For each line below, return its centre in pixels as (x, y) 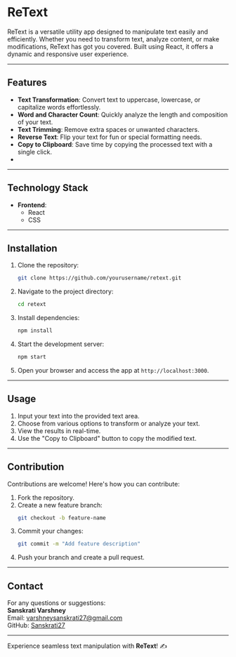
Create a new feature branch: (60, 505)
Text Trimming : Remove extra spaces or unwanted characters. (109, 129)
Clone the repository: (48, 265)
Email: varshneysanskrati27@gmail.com (65, 618)
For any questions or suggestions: (57, 603)
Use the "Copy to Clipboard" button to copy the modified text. (107, 438)
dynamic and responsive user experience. (68, 54)
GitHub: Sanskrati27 (36, 625)
